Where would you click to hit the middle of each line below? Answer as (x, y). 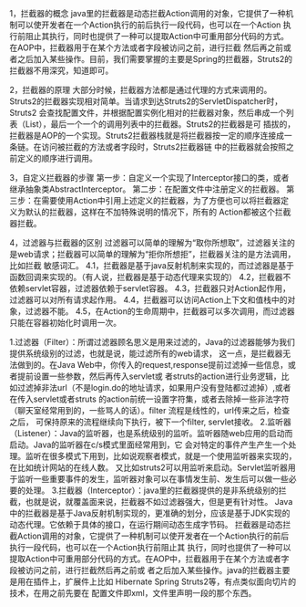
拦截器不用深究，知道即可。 (61, 70)
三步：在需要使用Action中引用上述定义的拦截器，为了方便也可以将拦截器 (145, 200)
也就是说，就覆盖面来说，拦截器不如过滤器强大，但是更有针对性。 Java (159, 502)
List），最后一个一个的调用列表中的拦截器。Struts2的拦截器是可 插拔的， (160, 124)
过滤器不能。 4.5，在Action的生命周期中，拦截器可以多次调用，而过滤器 (160, 311)
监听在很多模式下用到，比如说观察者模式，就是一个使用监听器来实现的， (161, 456)
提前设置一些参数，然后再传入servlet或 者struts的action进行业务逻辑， (149, 376)
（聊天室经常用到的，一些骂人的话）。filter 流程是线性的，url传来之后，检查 (150, 410)
